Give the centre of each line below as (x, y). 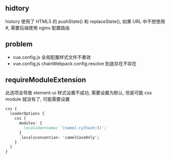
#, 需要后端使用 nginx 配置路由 (38, 28)
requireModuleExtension (46, 80)
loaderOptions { (27, 114)
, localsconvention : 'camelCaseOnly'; (59, 138)
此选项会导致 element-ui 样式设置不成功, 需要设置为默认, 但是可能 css (79, 93)
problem (19, 44)
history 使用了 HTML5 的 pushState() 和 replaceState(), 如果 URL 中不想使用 (85, 21)
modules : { (30, 123)
